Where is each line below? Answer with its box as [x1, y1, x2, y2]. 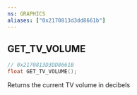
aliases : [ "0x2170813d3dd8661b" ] [7, 17, 106, 24]
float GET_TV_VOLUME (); [7, 68, 78, 75]
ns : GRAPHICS [7, 10, 46, 18]
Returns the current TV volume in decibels [7, 81, 131, 89]
